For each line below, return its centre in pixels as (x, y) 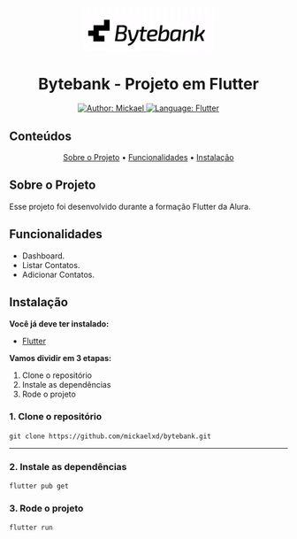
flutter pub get (39, 486)
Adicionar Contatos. (58, 274)
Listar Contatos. (51, 265)
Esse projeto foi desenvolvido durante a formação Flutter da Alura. (130, 206)
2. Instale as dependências (68, 466)
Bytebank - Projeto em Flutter (148, 84)
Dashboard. (43, 256)
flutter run (31, 528)
